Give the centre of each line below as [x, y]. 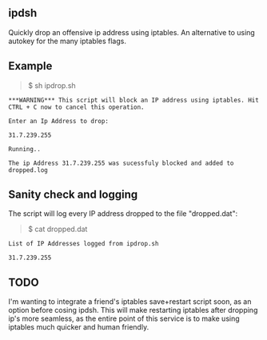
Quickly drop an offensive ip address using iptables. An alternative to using [132, 32]
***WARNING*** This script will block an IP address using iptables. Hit [134, 100]
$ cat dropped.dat [58, 229]
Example [30, 66]
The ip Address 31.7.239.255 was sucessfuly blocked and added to [121, 163]
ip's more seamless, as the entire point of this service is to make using [124, 318]
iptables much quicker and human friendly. [79, 327]
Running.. [25, 149]
